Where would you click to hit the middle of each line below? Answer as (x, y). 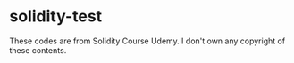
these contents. (38, 50)
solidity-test (56, 16)
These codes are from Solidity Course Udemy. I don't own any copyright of (147, 41)
